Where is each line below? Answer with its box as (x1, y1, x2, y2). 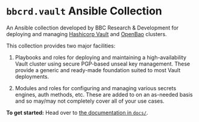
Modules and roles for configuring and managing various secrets (14, 84, 177, 91)
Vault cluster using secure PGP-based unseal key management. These (14, 60, 191, 67)
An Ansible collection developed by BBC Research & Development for (6, 24, 179, 31)
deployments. (14, 73, 49, 80)
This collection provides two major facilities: (6, 42, 116, 49)
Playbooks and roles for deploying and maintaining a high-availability (14, 53, 187, 61)
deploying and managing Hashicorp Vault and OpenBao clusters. (6, 30, 167, 37)
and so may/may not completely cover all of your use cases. (14, 97, 165, 105)
